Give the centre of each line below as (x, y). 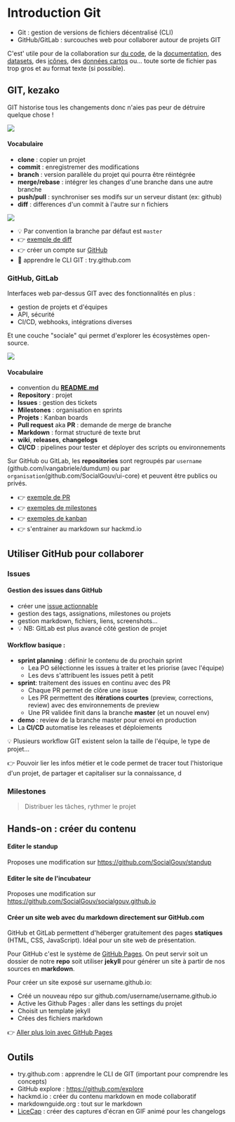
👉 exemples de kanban (52, 519)
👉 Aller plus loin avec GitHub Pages (60, 1032)
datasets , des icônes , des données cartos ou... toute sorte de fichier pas (112, 60)
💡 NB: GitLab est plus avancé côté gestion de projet (92, 628)
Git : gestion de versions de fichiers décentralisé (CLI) (95, 32)
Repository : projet (45, 395)
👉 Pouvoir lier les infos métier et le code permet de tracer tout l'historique (115, 763)
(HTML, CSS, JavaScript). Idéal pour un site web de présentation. (102, 940)
